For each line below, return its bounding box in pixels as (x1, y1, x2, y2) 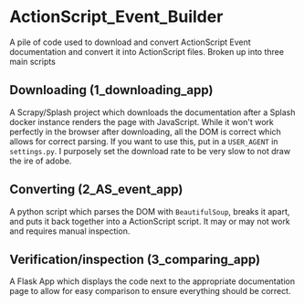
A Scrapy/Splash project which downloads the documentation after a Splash (9, 107, 296, 118)
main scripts (9, 56, 57, 67)
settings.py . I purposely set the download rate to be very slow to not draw (9, 145, 290, 156)
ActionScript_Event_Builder (9, 6, 224, 27)
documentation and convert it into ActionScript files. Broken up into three (9, 46, 285, 57)
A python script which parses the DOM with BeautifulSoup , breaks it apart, (9, 205, 290, 216)
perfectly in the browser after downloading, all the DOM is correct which (9, 126, 281, 137)
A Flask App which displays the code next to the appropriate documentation (9, 276, 295, 287)
